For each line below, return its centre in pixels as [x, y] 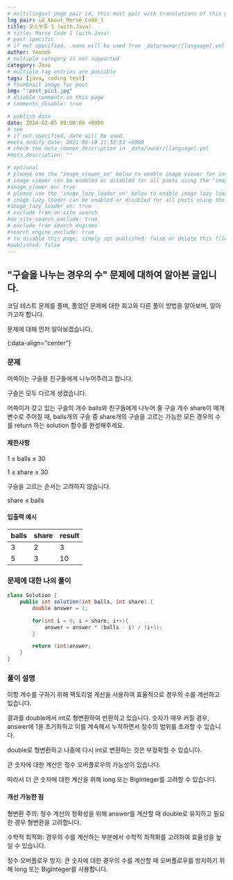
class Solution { [32, 596]
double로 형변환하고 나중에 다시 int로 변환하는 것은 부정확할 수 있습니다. [105, 750]
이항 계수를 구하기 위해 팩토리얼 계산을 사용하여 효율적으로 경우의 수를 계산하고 [114, 695]
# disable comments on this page [55, 98]
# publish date [29, 117]
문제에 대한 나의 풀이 [39, 580]
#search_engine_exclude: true [51, 232]
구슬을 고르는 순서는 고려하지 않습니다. [59, 486]
